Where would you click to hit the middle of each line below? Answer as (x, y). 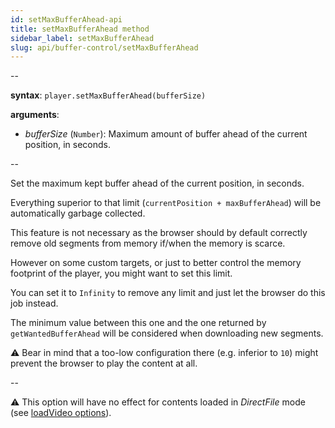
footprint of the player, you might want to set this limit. (121, 273)
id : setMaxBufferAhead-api (66, 19)
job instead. (34, 303)
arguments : (35, 115)
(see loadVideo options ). (61, 413)
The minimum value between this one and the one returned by (138, 323)
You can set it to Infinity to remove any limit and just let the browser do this (168, 293)
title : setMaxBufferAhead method (80, 29)
